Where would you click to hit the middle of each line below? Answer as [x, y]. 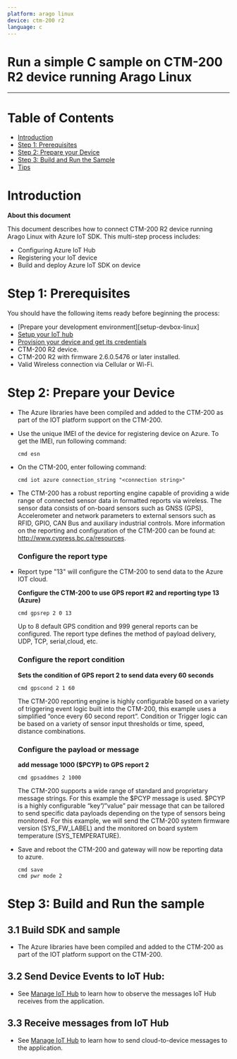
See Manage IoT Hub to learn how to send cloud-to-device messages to [122, 1040]
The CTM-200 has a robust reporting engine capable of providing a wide [123, 493]
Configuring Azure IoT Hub [56, 250]
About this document [39, 215]
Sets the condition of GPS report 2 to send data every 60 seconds [115, 675]
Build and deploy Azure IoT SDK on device [79, 265]
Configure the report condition [71, 660]
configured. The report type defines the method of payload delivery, [117, 634]
